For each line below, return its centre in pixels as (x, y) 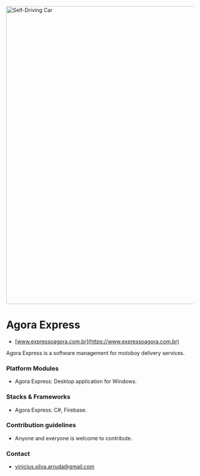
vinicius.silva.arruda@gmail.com (54, 466)
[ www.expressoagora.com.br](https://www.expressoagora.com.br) (97, 341)
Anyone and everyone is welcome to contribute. (74, 438)
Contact (18, 453)
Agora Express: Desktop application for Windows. (76, 381)
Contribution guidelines (41, 425)
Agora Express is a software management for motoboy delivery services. (96, 353)
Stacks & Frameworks (38, 397)
